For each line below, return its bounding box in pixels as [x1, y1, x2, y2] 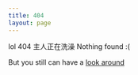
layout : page [8, 19, 52, 27]
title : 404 [8, 11, 44, 20]
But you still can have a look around [8, 57, 125, 67]
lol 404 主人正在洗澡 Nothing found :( [8, 41, 131, 51]
